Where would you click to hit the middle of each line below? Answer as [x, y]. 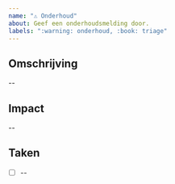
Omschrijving [43, 63]
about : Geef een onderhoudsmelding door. [79, 23]
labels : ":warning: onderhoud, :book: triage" [88, 31]
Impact [26, 109]
